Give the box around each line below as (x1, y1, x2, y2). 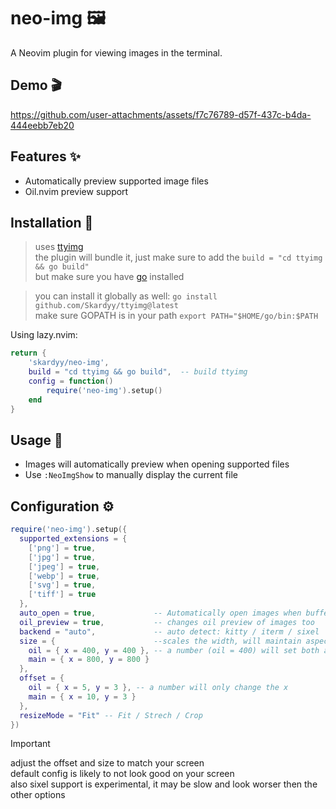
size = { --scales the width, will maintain (19, 636, 302, 646)
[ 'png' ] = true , (28, 543, 97, 553)
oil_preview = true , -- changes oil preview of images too (19, 617, 315, 627)
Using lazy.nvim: (10, 329, 78, 341)
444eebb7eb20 (10, 119, 75, 131)
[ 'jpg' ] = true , (28, 552, 97, 562)
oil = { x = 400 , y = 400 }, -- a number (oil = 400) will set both (28, 645, 320, 655)
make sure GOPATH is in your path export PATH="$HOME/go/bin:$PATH (34, 310, 319, 322)
